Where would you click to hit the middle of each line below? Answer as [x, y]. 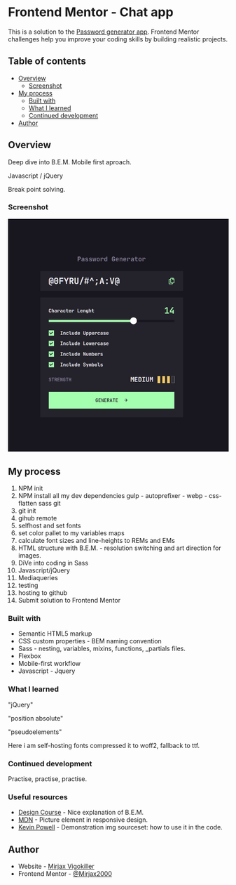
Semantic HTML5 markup [55, 634]
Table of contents [47, 61]
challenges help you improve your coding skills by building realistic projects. [118, 39]
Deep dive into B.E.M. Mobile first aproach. [70, 162]
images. [29, 556]
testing [28, 585]
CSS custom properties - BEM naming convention [90, 641]
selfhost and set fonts [49, 526]
